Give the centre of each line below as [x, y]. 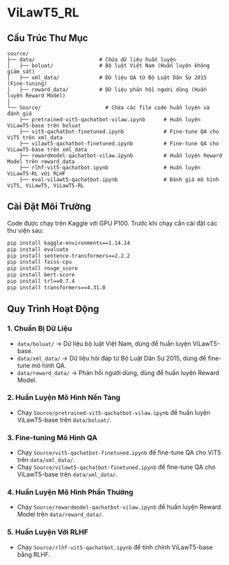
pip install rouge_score [43, 269]
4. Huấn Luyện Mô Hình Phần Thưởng [70, 492]
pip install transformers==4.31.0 [57, 287]
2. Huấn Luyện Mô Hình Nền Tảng [64, 398]
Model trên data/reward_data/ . [60, 514]
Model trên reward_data [41, 162]
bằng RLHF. [34, 554]
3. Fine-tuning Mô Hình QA [52, 437]
